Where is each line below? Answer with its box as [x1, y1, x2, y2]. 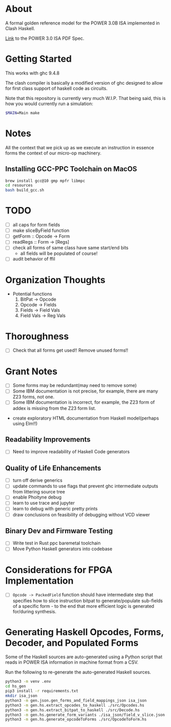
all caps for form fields [12, 222, 60, 228]
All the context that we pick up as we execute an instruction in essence [5, 144, 154, 150]
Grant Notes [5, 366, 58, 377]
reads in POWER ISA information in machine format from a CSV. [5, 659, 139, 665]
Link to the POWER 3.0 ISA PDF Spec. [5, 35, 84, 41]
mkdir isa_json [5, 693, 38, 698]
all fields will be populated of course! [20, 250, 98, 256]
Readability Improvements [5, 435, 91, 444]
